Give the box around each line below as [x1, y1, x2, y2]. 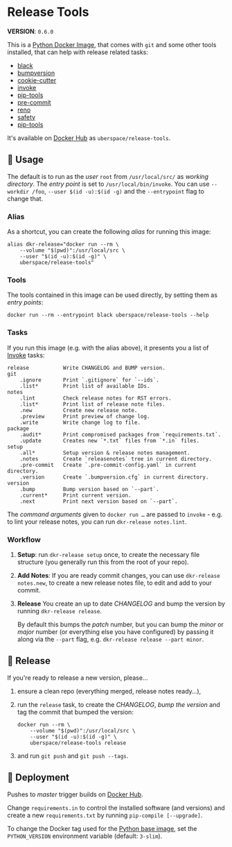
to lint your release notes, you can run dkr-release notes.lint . [7, 517, 187, 526]
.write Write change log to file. [19, 419, 141, 426]
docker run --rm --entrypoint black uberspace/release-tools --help [7, 311, 209, 319]
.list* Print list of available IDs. [19, 382, 150, 389]
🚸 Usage [7, 154, 44, 166]
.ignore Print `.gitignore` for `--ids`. [19, 376, 159, 384]
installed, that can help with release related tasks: [7, 48, 149, 56]
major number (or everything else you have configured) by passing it [17, 627, 214, 635]
